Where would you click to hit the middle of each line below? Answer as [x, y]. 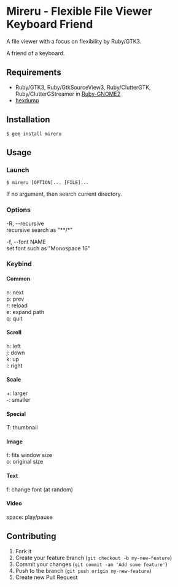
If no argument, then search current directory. [64, 194]
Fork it [23, 551]
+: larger [17, 393]
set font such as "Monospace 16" [48, 248]
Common [18, 279]
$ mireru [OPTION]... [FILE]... [48, 183]
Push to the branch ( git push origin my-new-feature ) [83, 570]
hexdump [27, 100]
